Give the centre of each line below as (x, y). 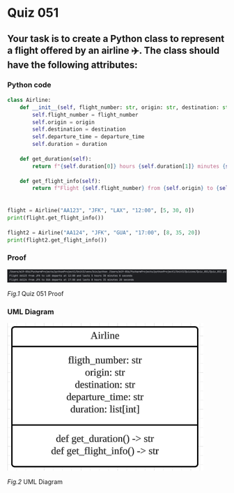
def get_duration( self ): (56, 159)
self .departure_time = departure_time (88, 137)
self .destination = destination (79, 130)
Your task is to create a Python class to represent (116, 39)
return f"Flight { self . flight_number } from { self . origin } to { (126, 189)
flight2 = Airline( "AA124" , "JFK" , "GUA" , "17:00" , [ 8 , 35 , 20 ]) (104, 233)
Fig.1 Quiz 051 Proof (36, 294)
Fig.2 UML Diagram (35, 482)
